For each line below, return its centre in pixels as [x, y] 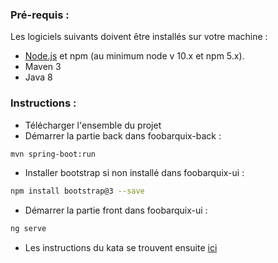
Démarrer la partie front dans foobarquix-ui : [116, 210]
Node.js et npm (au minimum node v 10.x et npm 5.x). [134, 56]
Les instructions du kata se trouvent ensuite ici [121, 248]
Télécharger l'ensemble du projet [93, 125]
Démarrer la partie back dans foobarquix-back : [123, 135]
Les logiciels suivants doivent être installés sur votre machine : [139, 37]
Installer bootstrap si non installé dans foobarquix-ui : [134, 173]
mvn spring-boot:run [53, 154]
